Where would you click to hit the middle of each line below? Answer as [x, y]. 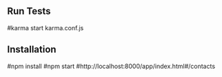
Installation [32, 50]
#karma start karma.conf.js [46, 27]
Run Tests [29, 11]
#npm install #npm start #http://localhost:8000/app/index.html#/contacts [111, 66]
